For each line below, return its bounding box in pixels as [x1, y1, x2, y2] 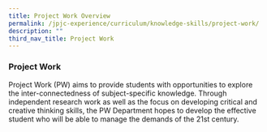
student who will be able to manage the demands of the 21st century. [8, 114, 239, 124]
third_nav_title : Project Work [8, 34, 114, 43]
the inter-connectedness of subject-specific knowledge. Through [8, 88, 227, 98]
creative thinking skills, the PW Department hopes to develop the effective [8, 105, 257, 115]
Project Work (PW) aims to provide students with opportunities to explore [8, 79, 253, 89]
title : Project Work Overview [8, 11, 111, 20]
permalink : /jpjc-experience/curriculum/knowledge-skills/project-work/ [8, 19, 260, 28]
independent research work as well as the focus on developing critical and [8, 96, 257, 106]
